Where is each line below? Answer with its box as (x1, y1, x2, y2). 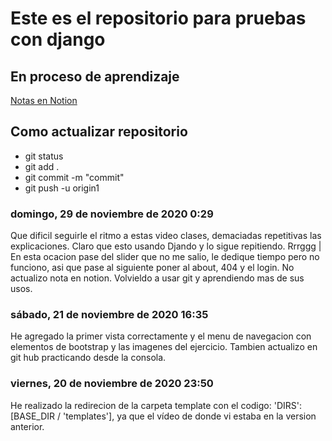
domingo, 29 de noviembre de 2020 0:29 (10, 207, 214, 221)
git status (24, 150, 64, 162)
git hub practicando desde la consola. (10, 352, 167, 364)
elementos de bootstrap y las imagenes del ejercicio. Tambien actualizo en (10, 341, 318, 353)
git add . (24, 160, 60, 172)
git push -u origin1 (24, 182, 100, 194)
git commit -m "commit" (24, 171, 125, 183)
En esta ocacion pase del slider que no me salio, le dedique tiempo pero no (10, 251, 320, 263)
